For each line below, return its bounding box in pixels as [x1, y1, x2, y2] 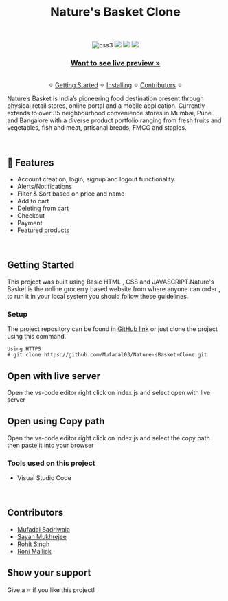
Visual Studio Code [16, 474, 72, 482]
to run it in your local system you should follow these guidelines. [7, 292, 189, 300]
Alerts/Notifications [16, 183, 72, 191]
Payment [16, 219, 43, 227]
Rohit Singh [16, 540, 50, 548]
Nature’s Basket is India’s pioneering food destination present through [7, 94, 204, 103]
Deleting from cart [16, 204, 69, 213]
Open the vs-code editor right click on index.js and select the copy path [7, 433, 211, 442]
